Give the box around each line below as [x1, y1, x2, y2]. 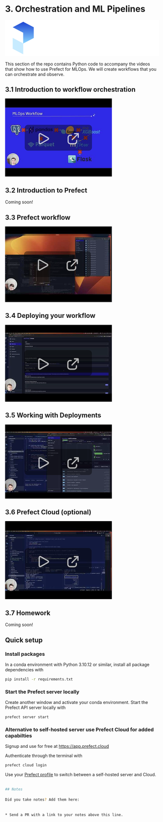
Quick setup [5, 636, 43, 644]
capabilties [5, 732, 33, 739]
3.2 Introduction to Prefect [5, 186, 87, 195]
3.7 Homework [5, 608, 51, 617]
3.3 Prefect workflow [5, 213, 71, 221]
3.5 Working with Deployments [5, 411, 102, 420]
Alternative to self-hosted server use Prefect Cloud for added [5, 726, 154, 733]
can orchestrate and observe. [5, 71, 65, 77]
